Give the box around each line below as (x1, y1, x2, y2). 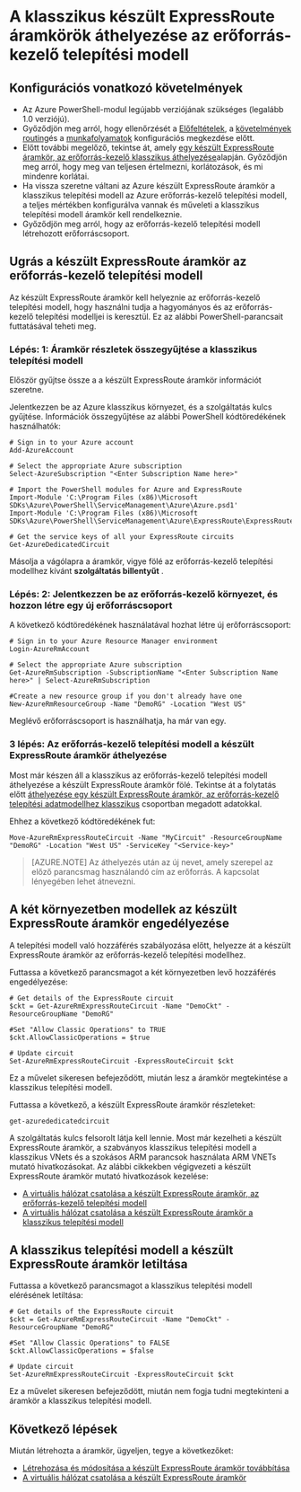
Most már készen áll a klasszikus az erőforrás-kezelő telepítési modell (9, 770, 268, 781)
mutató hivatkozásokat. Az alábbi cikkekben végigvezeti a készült (9, 1161, 252, 1171)
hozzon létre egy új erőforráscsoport (9, 599, 173, 612)
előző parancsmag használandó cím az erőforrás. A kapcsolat (30, 866, 260, 877)
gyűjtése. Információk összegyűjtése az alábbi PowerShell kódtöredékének (9, 411, 287, 422)
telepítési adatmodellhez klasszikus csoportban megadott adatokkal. (9, 798, 262, 809)
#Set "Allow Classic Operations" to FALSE (9, 1338, 170, 1348)
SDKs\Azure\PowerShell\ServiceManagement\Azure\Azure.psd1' (9, 501, 239, 510)
